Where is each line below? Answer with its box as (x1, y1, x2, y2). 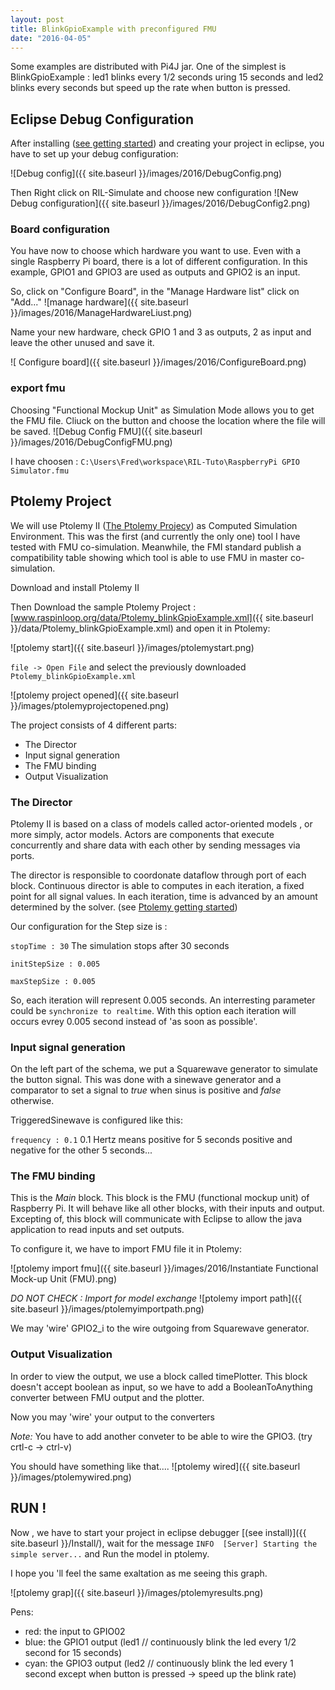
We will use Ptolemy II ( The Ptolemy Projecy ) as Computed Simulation (10, 519, 298, 531)
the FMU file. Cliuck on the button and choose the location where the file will (10, 414, 326, 426)
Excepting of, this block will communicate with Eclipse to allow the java (10, 1213, 303, 1225)
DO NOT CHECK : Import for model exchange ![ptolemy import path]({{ (10, 1292, 303, 1305)
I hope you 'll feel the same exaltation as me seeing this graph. (10, 1567, 268, 1579)
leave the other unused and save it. (10, 337, 155, 349)
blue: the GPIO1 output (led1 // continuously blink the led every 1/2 (24, 1636, 297, 1648)
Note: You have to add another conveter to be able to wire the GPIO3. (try (10, 1430, 313, 1442)
